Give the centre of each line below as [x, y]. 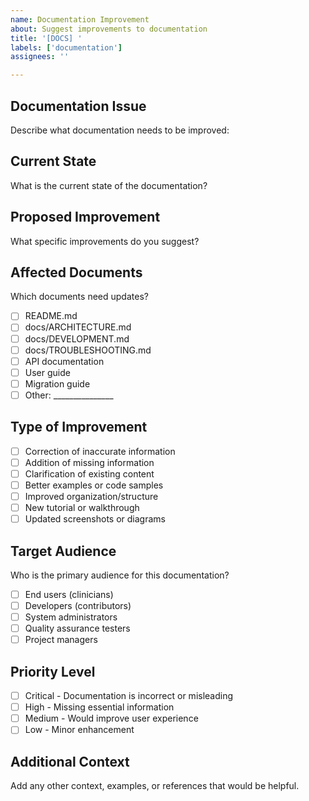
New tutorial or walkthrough [82, 507]
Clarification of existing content [89, 473]
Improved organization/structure [91, 496]
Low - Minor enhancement [79, 730]
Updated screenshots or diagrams [95, 519]
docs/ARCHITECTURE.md [78, 327]
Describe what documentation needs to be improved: [120, 130]
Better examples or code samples [94, 485]
